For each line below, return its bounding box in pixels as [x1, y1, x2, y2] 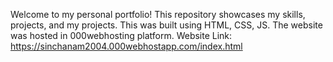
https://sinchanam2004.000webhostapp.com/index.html [10, 40, 243, 52]
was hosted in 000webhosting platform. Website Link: [10, 30, 233, 41]
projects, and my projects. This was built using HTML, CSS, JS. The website [10, 19, 323, 31]
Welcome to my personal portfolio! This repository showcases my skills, [10, 9, 306, 20]
